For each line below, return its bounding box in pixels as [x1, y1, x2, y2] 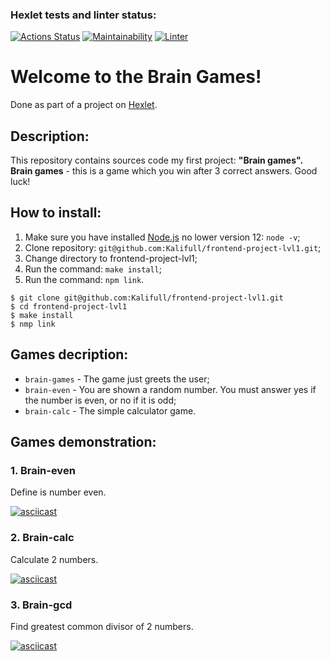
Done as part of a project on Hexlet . [10, 99, 158, 111]
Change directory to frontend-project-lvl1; [24, 252, 198, 264]
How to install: [10, 204, 102, 222]
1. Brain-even [10, 463, 76, 477]
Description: [10, 128, 90, 145]
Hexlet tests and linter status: [10, 8, 157, 22]
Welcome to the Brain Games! [10, 66, 262, 88]
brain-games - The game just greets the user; [24, 373, 210, 385]
